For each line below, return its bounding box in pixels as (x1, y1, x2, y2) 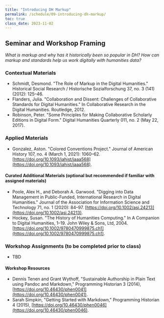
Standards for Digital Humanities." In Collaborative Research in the (12, 102, 146, 107)
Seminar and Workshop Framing (5, 39, 106, 47)
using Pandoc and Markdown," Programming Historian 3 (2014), (12, 281, 141, 287)
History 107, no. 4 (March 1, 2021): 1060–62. (12, 151, 100, 157)
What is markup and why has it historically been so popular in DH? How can (5, 52, 160, 58)
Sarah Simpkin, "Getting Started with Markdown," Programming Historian (12, 297, 160, 303)
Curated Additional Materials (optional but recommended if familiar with (5, 173, 155, 179)
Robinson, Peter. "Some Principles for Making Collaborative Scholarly (12, 112, 152, 118)
